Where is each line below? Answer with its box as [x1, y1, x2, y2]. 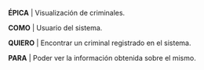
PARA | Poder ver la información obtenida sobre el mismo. [8, 54, 196, 62]
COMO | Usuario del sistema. [8, 23, 103, 32]
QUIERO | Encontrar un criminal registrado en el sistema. [8, 38, 191, 47]
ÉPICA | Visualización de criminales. [8, 9, 126, 17]
